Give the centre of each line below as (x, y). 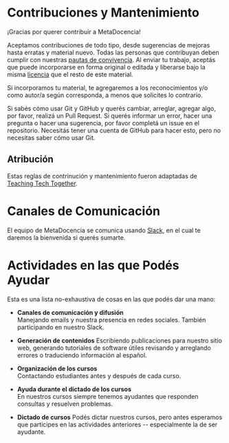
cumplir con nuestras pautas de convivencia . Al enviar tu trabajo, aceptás (111, 59)
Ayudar (29, 280)
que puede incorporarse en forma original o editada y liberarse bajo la (106, 67)
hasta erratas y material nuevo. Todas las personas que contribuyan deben (113, 52)
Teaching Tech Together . (42, 183)
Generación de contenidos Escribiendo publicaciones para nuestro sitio (119, 340)
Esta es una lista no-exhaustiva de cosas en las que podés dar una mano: (111, 299)
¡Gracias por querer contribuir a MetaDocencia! (74, 32)
